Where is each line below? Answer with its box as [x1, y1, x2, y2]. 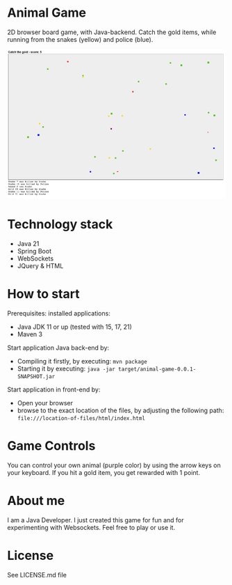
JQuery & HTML [17, 262, 64, 270]
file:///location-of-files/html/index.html [17, 415, 146, 422]
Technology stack [7, 217, 113, 233]
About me [7, 493, 65, 509]
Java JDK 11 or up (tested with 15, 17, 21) [17, 322, 132, 331]
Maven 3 [17, 330, 43, 338]
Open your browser [17, 399, 73, 407]
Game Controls [7, 438, 96, 454]
